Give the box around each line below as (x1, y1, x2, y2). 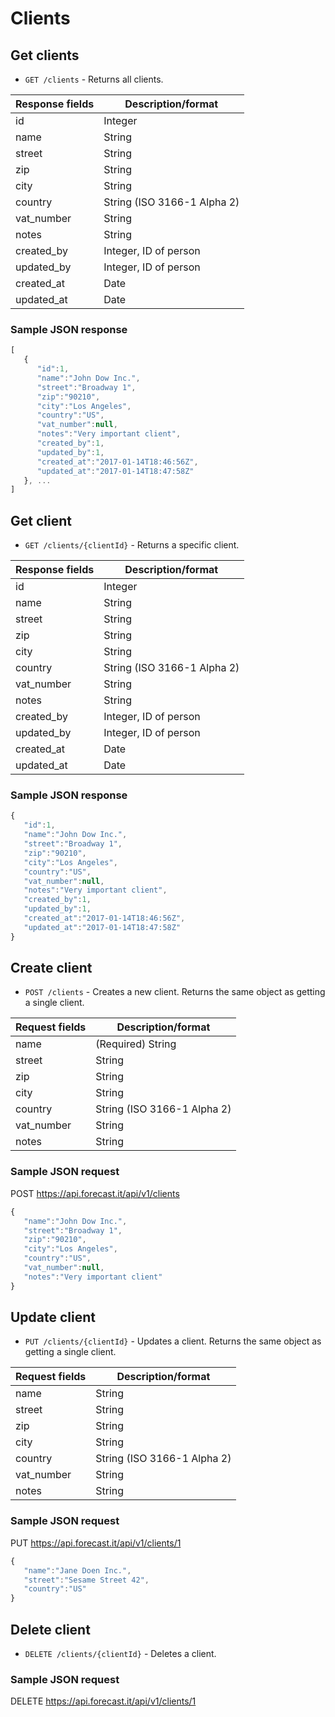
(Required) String (95, 1037, 177, 1051)
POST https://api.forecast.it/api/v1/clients (10, 1187, 180, 1199)
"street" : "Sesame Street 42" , (23, 1575, 150, 1585)
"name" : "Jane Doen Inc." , (23, 1565, 132, 1576)
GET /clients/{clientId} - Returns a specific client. (24, 539, 240, 551)
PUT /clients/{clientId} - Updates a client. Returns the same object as (24, 1335, 322, 1347)
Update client (10, 1309, 97, 1326)
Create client (10, 960, 93, 977)
